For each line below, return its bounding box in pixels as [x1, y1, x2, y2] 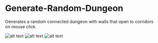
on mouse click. [5, 23, 37, 29]
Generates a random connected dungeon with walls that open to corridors [5, 19, 154, 24]
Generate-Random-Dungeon [5, 3, 123, 14]
